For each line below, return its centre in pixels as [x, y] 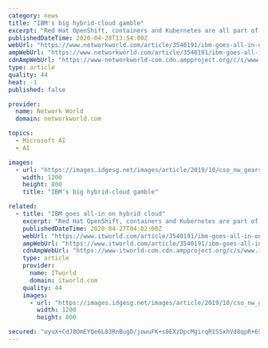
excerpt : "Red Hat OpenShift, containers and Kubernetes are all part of [134, 30]
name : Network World [49, 111]
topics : [21, 133]
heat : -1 [23, 82]
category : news [33, 16]
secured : [23, 332]
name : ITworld [53, 273]
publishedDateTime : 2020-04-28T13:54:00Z [78, 38]
